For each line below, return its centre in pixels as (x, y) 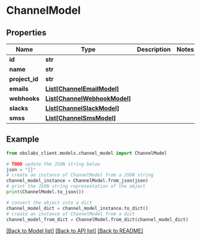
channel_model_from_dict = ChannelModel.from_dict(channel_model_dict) (97, 220)
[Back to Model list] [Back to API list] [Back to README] (75, 231)
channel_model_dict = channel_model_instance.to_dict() (77, 208)
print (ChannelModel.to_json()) (45, 192)
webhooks (25, 98)
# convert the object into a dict (49, 202)
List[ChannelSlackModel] (82, 108)
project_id (24, 79)
